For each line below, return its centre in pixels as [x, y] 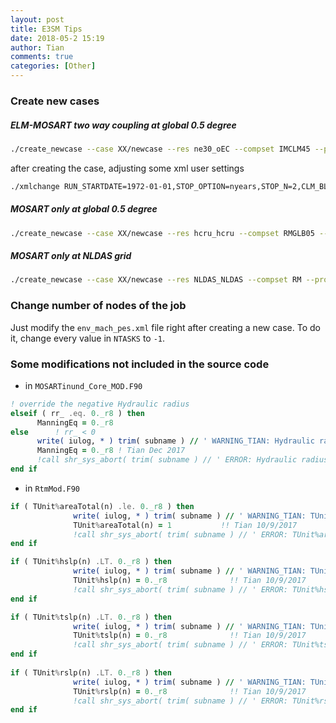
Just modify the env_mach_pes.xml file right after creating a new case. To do [165, 327]
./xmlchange [35, 186]
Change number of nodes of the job [98, 306]
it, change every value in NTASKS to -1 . [88, 338]
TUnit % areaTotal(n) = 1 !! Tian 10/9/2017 [185, 525]
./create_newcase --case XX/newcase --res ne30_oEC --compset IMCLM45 [160, 149]
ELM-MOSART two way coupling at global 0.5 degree [123, 125]
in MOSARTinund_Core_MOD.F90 [83, 385]
